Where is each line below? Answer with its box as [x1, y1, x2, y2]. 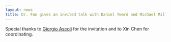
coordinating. [5, 31, 33, 37]
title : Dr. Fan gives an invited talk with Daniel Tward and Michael [5, 12, 156, 17]
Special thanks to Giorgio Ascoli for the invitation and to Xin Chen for [5, 25, 149, 31]
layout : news [5, 7, 33, 12]
